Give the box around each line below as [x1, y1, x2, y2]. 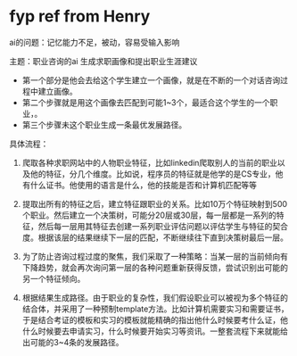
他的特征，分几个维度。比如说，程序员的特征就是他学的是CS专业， [29, 168, 276, 179]
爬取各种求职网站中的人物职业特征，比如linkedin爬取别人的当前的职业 [21, 157, 278, 168]
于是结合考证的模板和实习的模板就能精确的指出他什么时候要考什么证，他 [21, 314, 288, 325]
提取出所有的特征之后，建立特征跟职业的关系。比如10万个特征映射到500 [21, 198, 288, 209]
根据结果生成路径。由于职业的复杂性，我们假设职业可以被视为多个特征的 [21, 292, 288, 302]
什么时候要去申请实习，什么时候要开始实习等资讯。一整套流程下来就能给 [21, 326, 288, 336]
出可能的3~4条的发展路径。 [21, 336, 124, 347]
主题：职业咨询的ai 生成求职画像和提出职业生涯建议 [9, 55, 198, 66]
